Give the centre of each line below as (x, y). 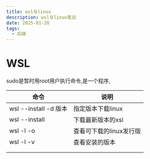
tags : (13, 28)
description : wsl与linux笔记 (41, 17)
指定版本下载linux (98, 109)
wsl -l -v (22, 142)
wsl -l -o (22, 131)
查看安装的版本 (94, 142)
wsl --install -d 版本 (38, 109)
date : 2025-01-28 (28, 23)
